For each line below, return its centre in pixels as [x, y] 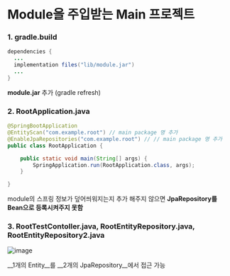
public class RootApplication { [55, 146]
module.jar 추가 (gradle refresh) [54, 92]
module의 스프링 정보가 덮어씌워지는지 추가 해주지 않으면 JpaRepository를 [113, 199]
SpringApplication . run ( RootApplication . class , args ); [114, 165]
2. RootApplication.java [49, 111]
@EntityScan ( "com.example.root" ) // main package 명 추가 [93, 133]
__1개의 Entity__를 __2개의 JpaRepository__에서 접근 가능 [86, 265]
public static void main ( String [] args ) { [84, 159]
